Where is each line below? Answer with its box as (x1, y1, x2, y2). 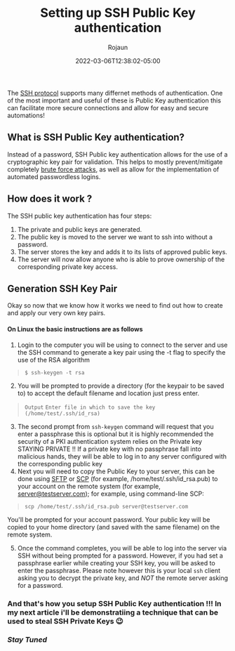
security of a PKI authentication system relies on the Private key (17, 437, 202, 445)
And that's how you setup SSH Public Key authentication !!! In (7, 598, 222, 608)
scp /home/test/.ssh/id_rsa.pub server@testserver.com (24, 503, 189, 510)
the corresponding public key (17, 459, 103, 468)
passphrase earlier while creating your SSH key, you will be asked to (17, 558, 215, 567)
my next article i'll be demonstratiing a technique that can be (7, 607, 219, 617)
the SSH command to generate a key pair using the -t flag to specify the (17, 348, 226, 356)
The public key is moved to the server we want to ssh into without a (17, 232, 213, 241)
